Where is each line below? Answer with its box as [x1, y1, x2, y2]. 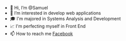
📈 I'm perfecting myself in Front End [9, 23, 86, 29]
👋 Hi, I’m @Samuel [9, 5, 48, 10]
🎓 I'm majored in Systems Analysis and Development [9, 15, 121, 21]
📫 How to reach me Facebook [9, 30, 73, 36]
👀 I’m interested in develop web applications [9, 10, 101, 16]
